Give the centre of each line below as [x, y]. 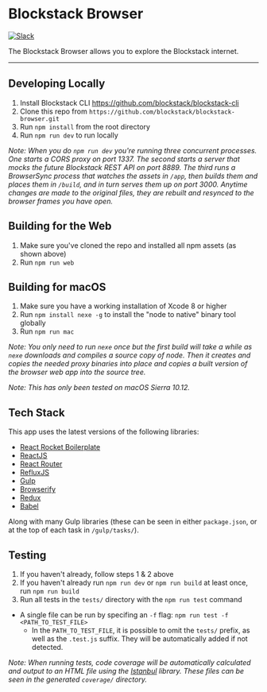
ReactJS [33, 456]
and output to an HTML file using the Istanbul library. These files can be [126, 671]
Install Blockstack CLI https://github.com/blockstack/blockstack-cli [130, 102]
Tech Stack [37, 413]
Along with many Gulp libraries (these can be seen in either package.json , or [133, 522]
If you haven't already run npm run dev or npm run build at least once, [134, 582]
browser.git [39, 119]
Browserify [37, 489]
